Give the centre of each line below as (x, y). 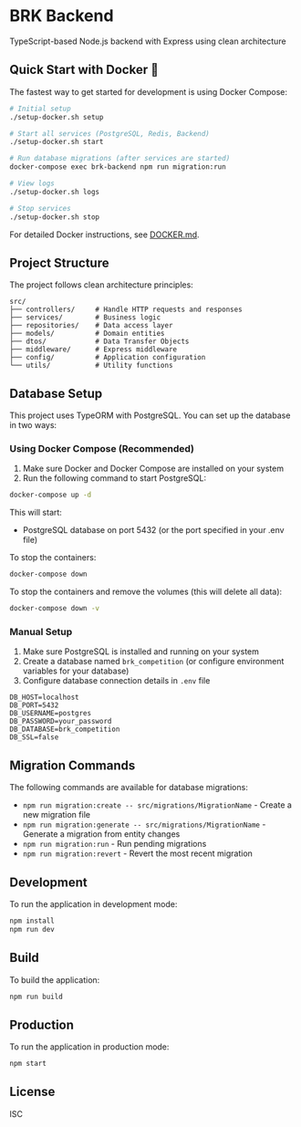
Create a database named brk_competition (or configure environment (153, 662)
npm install (32, 921)
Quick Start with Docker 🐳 (84, 70)
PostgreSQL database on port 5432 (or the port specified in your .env (153, 530)
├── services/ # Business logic (85, 318)
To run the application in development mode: (93, 903)
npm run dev (32, 929)
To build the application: (55, 980)
